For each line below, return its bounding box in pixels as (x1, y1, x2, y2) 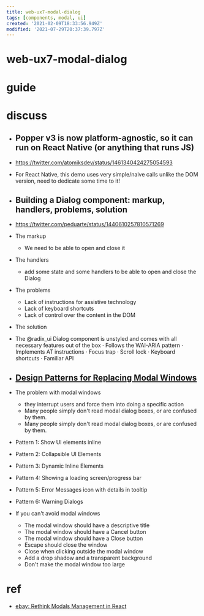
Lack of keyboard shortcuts (24, 305, 94, 313)
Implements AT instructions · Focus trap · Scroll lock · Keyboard (15, 348, 176, 356)
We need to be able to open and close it (24, 245, 126, 252)
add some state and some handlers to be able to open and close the (24, 268, 197, 276)
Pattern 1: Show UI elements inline (15, 439, 102, 446)
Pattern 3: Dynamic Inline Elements (15, 462, 104, 470)
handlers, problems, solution (15, 205, 127, 215)
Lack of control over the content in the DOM (24, 311, 136, 319)
